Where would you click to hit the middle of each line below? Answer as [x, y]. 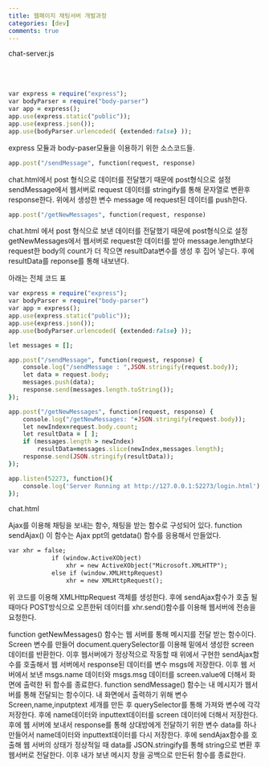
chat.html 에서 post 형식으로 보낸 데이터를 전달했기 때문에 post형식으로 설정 [128, 231]
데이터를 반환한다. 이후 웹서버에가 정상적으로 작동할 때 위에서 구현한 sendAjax [130, 654]
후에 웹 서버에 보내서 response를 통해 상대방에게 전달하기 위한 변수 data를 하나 [132, 724]
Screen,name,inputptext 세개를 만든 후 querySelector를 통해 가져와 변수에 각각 [134, 704]
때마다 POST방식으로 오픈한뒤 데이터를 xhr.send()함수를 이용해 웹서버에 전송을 [132, 607]
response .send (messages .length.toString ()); [98, 390]
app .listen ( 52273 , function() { [61, 478]
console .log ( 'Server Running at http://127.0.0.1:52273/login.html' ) [142, 486]
